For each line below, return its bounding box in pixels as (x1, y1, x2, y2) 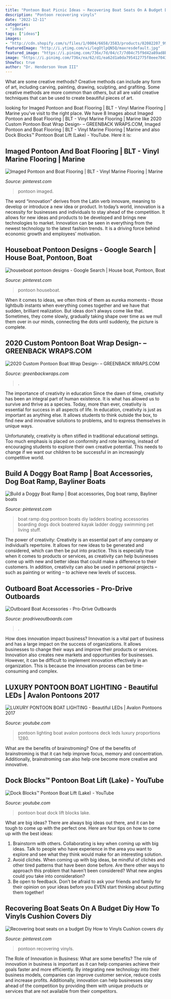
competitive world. (5, 454, 45, 460)
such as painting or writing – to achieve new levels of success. (5, 569, 136, 575)
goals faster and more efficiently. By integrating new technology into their (5, 966, 159, 972)
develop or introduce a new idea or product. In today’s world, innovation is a (5, 203, 164, 210)
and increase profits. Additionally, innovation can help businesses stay (5, 977, 153, 983)
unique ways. (5, 423, 34, 429)
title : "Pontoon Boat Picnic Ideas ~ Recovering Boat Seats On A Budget (5, 7, 163, 13)
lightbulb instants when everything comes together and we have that (5, 302, 149, 308)
